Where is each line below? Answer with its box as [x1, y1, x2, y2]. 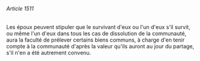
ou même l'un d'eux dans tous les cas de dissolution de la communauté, [6, 30, 187, 37]
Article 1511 [6, 5, 34, 12]
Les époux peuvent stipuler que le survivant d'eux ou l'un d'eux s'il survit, [6, 24, 191, 31]
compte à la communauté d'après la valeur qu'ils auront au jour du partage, [6, 43, 195, 50]
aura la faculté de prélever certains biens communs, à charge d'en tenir [6, 36, 185, 43]
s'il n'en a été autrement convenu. [6, 49, 92, 57]
